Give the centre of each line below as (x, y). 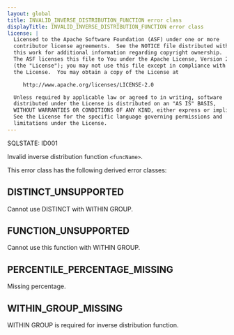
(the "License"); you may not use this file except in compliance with (120, 66)
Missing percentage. (37, 286)
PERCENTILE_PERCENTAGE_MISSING (90, 269)
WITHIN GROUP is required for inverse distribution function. (93, 325)
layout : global (29, 14)
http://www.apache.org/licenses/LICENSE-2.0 (88, 84)
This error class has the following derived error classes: (87, 170)
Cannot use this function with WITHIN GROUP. (74, 248)
